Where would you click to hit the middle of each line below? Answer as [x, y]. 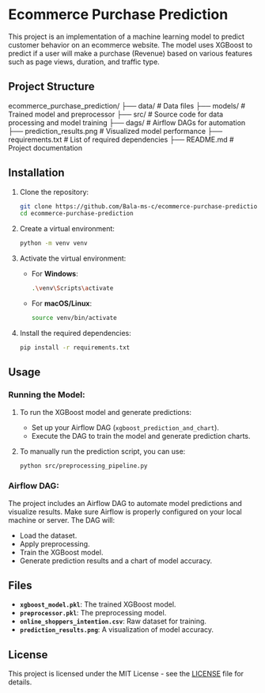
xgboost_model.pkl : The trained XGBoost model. [98, 604]
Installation [36, 173]
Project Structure [51, 87]
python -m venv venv [53, 243]
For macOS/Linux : [62, 303]
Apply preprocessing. [55, 543]
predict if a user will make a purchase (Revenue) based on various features [131, 53]
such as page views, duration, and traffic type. [84, 62]
